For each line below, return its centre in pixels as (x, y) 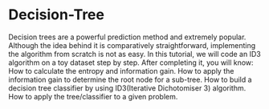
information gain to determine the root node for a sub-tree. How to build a (130, 79)
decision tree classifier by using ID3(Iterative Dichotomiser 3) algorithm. (127, 88)
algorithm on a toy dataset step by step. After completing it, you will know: (131, 63)
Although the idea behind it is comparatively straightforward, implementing (132, 45)
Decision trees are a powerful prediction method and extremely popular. (127, 37)
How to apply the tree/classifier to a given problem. (93, 96)
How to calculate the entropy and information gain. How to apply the (121, 71)
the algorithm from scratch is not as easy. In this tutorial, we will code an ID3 (134, 54)
